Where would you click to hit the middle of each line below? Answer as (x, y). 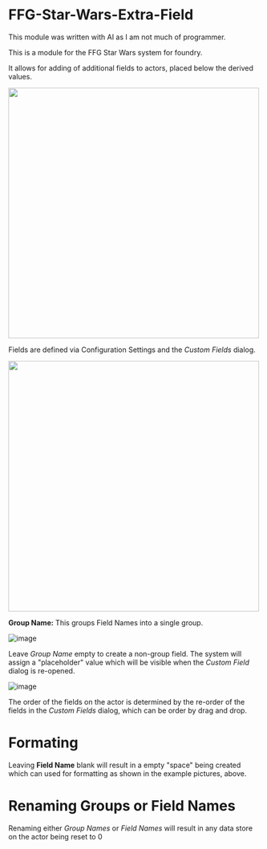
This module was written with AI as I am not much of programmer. (117, 37)
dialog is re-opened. (42, 670)
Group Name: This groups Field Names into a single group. (106, 622)
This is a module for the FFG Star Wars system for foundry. (105, 52)
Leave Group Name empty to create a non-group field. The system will (125, 653)
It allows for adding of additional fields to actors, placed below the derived (131, 68)
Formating (43, 743)
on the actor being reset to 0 (55, 836)
